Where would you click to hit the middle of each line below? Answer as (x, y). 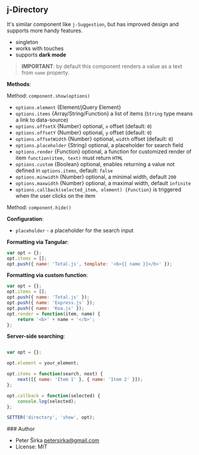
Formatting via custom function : (47, 275)
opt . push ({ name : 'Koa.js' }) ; (46, 308)
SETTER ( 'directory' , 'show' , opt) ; (51, 417)
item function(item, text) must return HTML (69, 158)
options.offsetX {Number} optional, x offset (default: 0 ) (84, 126)
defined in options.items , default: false (64, 170)
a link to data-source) (42, 120)
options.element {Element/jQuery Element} (68, 107)
